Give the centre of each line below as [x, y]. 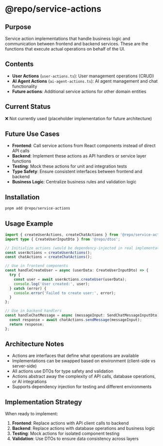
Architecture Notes [35, 344]
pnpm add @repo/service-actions [38, 208]
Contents [19, 64]
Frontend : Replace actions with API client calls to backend [70, 423]
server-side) [24, 366]
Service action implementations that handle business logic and [68, 38]
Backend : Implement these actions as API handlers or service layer [79, 156]
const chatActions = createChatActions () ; [49, 257]
